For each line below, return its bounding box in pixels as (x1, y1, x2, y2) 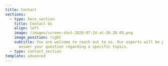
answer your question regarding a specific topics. (18, 44, 128, 49)
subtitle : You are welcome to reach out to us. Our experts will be (14, 40, 160, 45)
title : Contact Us (14, 21, 52, 26)
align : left (14, 26, 39, 31)
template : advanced (5, 53, 46, 59)
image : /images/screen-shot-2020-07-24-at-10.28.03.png (14, 30, 133, 35)
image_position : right (14, 35, 61, 40)
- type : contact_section (9, 49, 61, 54)
